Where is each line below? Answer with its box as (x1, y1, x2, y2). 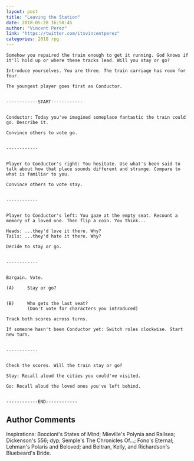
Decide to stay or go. (6, 244, 62, 249)
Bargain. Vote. (6, 275, 44, 281)
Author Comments (6, 415, 75, 425)
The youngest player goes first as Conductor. (6, 83, 123, 89)
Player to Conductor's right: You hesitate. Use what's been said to (6, 161, 181, 167)
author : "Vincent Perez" (6, 25, 67, 31)
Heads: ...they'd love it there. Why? (6, 228, 101, 234)
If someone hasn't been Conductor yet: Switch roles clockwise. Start (6, 326, 183, 332)
